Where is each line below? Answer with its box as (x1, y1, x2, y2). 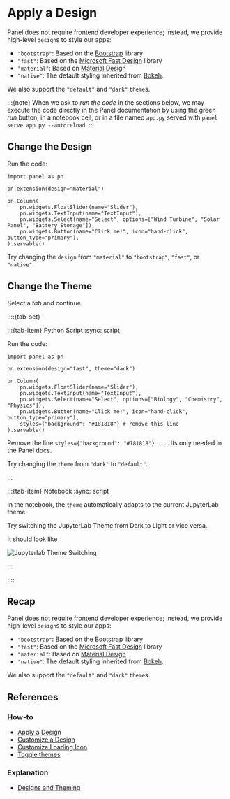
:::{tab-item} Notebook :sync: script (7, 487, 109, 495)
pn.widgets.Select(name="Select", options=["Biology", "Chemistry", (20, 396, 223, 403)
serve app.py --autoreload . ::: (7, 120, 95, 129)
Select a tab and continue (7, 298, 82, 307)
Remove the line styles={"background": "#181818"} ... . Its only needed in (7, 438, 222, 447)
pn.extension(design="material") (7, 185, 105, 192)
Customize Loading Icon (17, 743, 88, 751)
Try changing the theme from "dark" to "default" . (7, 459, 148, 468)
